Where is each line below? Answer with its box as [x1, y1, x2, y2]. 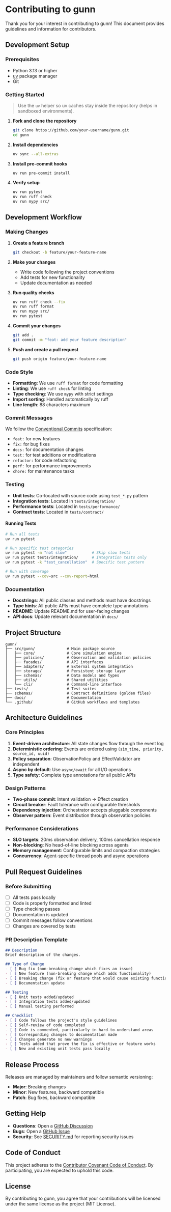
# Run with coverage [5, 569, 49, 574]
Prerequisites [5, 56, 39, 63]
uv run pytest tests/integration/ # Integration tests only [5, 555, 147, 560]
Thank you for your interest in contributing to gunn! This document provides [5, 20, 164, 26]
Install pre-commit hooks [12, 160, 68, 166]
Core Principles [5, 729, 44, 736]
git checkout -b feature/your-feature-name [12, 249, 107, 255]
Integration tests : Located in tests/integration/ [12, 498, 116, 504]
